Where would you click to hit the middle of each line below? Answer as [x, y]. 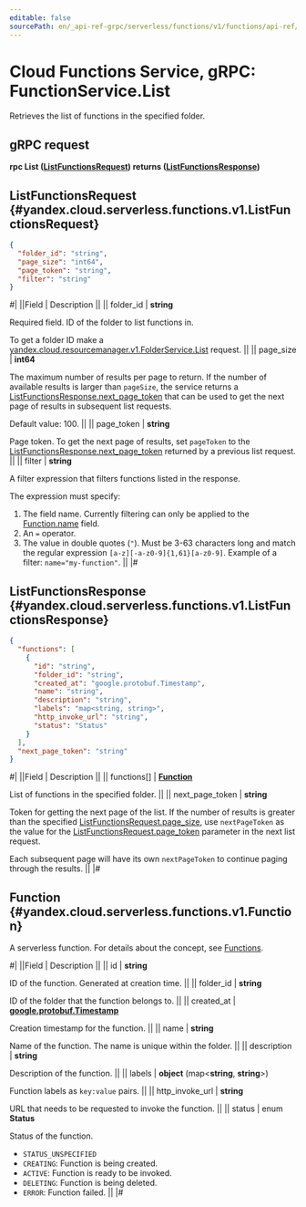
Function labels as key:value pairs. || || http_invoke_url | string [127, 1091]
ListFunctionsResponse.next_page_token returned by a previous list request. [153, 452]
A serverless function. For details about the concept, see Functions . [137, 948]
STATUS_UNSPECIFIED [60, 1155]
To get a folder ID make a [57, 340]
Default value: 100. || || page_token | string [90, 424]
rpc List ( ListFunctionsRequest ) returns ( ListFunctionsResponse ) [135, 167]
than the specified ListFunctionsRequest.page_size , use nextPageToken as [147, 822]
